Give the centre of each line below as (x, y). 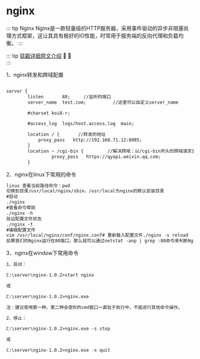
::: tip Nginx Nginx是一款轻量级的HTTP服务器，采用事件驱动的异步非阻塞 (95, 28)
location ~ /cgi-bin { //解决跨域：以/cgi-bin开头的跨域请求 (110, 151)
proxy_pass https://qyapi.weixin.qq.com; (106, 157)
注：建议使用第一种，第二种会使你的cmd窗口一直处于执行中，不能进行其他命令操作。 (94, 307)
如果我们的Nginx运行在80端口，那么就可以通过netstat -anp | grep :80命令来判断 (97, 241)
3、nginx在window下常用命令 (43, 253)
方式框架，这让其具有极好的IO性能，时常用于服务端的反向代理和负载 (95, 35)
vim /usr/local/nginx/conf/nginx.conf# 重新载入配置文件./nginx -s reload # (101, 235)
